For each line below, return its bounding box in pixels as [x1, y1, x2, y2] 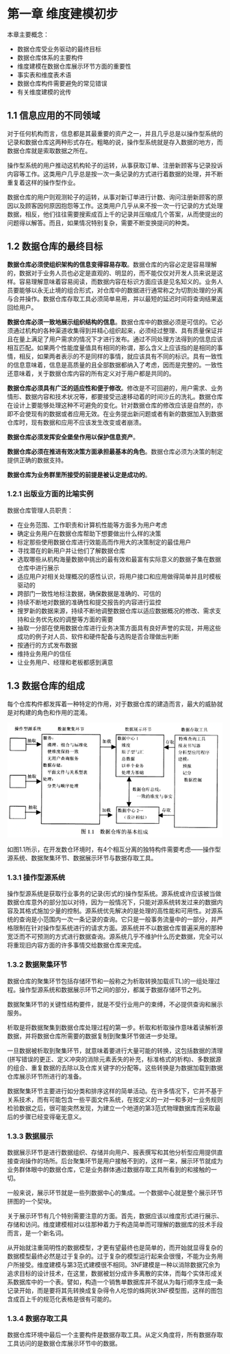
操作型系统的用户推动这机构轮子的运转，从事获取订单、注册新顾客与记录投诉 [7, 161, 223, 169]
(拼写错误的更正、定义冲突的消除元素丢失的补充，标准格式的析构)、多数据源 [7, 1055, 222, 1063]
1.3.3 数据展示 [7, 1131, 53, 1140]
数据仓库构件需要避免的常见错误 [16, 79, 107, 87]
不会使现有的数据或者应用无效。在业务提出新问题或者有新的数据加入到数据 [12, 409, 223, 417]
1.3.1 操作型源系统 [7, 873, 66, 882]
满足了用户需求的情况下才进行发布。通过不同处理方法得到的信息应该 [30, 334, 223, 343]
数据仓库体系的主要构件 [16, 53, 84, 62]
